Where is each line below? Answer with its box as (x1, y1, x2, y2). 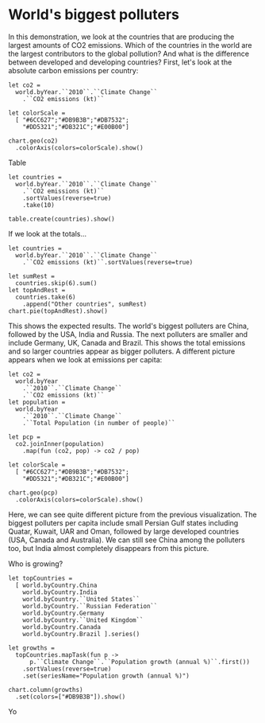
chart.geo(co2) (8, 137, 59, 145)
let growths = (8, 643, 56, 652)
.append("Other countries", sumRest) (22, 300, 148, 308)
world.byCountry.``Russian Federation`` (22, 602, 158, 610)
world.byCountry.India (22, 588, 98, 596)
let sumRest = (8, 272, 56, 280)
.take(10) (22, 201, 56, 209)
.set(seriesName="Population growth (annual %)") (22, 671, 190, 680)
